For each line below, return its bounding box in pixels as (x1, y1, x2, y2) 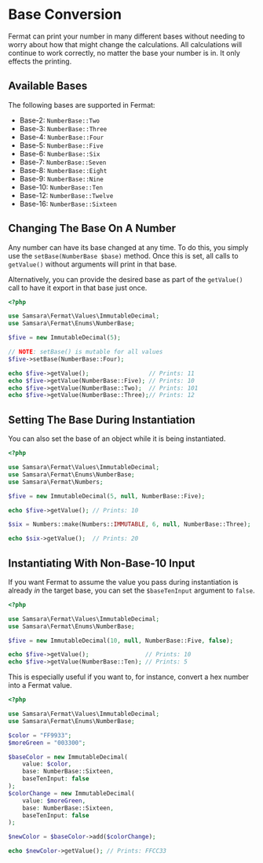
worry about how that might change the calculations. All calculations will (8, 39, 242, 49)
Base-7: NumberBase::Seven (19, 157, 107, 167)
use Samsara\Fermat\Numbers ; (8, 478, 104, 486)
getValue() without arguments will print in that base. (8, 259, 177, 269)
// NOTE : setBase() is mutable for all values (8, 348, 163, 356)
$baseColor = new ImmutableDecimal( (8, 753, 128, 761)
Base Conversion (8, 6, 122, 24)
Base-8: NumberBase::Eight (19, 165, 108, 174)
